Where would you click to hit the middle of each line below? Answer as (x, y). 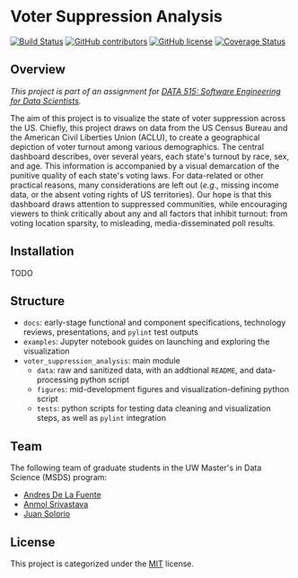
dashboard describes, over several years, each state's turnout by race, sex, (150, 156)
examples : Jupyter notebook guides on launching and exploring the (146, 342)
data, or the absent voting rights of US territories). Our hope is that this (141, 194)
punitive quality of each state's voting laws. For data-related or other (137, 175)
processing (57, 380)
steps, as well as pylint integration (101, 418)
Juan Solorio (47, 514)
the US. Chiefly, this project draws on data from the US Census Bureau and (149, 127)
